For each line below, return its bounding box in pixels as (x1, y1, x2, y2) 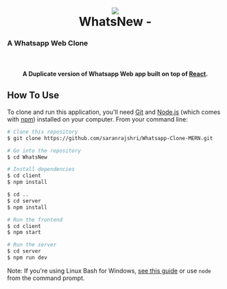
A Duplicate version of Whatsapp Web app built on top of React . (22, 70, 208, 78)
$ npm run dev (7, 254, 48, 262)
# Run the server (7, 242, 57, 248)
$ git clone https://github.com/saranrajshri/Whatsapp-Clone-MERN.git (7, 135, 213, 141)
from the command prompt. (7, 274, 85, 282)
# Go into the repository (7, 147, 81, 154)
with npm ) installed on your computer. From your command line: (7, 115, 189, 123)
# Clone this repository (7, 128, 78, 135)
